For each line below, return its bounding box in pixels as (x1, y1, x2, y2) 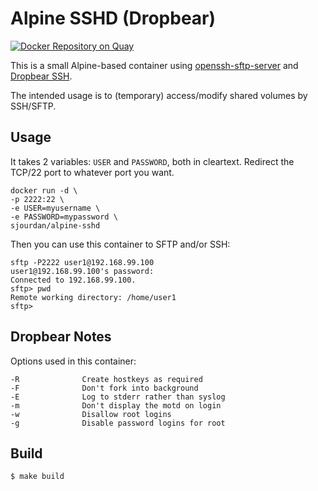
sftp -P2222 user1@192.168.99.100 (10, 257, 155, 267)
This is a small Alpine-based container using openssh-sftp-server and (10, 59, 299, 71)
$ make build (10, 472, 65, 482)
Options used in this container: (10, 355, 137, 367)
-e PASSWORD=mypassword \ (10, 212, 118, 222)
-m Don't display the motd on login (10, 400, 222, 411)
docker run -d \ (10, 185, 78, 196)
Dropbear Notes (10, 328, 112, 346)
